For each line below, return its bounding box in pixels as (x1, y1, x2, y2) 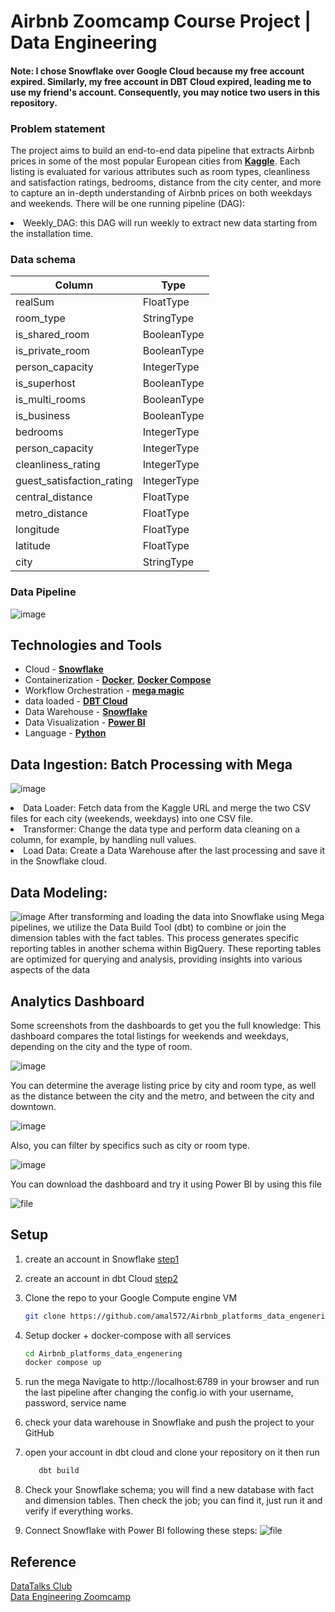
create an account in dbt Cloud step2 (24, 1272, 179, 1284)
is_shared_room (15, 328, 90, 342)
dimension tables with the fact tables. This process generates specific (10, 932, 300, 944)
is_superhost (15, 376, 76, 390)
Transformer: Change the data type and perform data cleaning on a (23, 823, 300, 835)
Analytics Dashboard (10, 993, 145, 1010)
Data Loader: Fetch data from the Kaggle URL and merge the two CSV (23, 802, 312, 814)
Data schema (10, 253, 76, 266)
